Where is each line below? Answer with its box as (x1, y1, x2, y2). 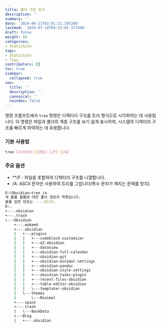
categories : (5, 39, 29, 44)
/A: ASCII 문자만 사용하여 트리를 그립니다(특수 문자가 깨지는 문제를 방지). (12, 180, 151, 187)
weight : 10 (5, 35, 27, 40)
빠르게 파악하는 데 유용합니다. (14, 125, 70, 131)
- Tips (5, 57, 19, 62)
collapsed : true (9, 76, 43, 81)
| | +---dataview (14, 245, 58, 250)
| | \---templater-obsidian (14, 286, 80, 291)
